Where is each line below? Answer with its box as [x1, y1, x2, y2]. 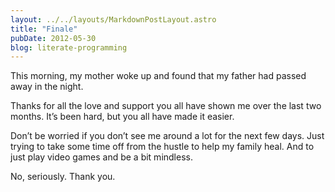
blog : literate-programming [10, 42, 128, 53]
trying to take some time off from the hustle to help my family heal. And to [10, 141, 315, 153]
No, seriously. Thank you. [10, 171, 116, 183]
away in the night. [10, 81, 84, 93]
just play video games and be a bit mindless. [10, 151, 193, 163]
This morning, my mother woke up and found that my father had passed [10, 70, 307, 82]
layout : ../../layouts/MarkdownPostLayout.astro [10, 14, 217, 25]
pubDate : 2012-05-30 [10, 33, 97, 43]
